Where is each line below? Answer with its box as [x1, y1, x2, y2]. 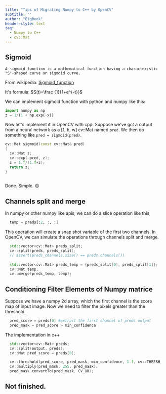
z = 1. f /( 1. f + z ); [9, 160, 45, 165]
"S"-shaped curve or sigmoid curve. [5, 70, 81, 76]
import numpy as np [5, 108, 45, 113]
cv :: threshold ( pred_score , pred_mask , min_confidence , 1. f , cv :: [9, 359, 147, 364]
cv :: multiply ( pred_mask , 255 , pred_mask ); [9, 364, 98, 369]
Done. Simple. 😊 [5, 183, 40, 189]
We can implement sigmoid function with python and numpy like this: [5, 98, 146, 104]
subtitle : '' [5, 12, 32, 17]
